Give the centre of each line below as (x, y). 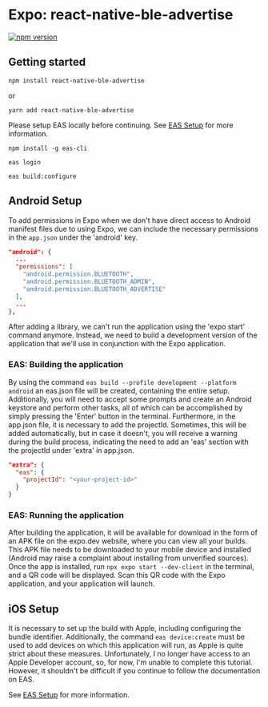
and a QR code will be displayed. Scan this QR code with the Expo (117, 576)
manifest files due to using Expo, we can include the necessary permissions (133, 228)
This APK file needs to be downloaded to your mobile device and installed (130, 550)
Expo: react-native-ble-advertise (121, 15)
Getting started (47, 62)
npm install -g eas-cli (48, 148)
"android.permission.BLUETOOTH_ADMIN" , (89, 282)
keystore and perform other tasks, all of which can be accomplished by (126, 407)
